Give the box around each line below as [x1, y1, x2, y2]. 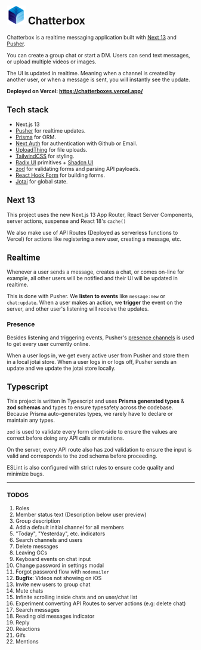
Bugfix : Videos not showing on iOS [15, 574, 102, 581]
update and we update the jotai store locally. [7, 364, 116, 372]
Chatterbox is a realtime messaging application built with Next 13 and [7, 33, 177, 41]
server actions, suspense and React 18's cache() [7, 217, 126, 225]
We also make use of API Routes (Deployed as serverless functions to [7, 229, 178, 236]
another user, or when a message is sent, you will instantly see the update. [7, 76, 190, 83]
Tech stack [7, 105, 49, 115]
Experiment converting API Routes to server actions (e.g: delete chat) [15, 600, 186, 607]
